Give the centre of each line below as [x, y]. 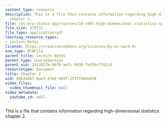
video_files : [19, 83]
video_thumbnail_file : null [39, 88]
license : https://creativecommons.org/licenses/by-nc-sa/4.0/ [71, 46]
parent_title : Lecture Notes [35, 56]
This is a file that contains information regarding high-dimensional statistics [82, 111]
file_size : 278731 [24, 28]
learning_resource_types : [32, 38]
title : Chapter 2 [23, 74]
